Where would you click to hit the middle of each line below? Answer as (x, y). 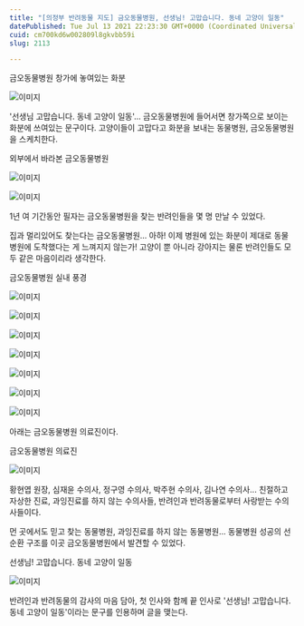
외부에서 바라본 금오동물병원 (59, 159)
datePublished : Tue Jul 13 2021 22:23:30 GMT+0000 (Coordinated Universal (153, 26)
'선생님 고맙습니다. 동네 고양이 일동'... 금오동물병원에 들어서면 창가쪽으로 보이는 (149, 117)
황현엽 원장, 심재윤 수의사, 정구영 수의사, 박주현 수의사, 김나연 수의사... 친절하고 (149, 490)
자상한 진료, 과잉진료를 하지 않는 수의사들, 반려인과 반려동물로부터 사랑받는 (141, 501)
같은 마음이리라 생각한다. (62, 259)
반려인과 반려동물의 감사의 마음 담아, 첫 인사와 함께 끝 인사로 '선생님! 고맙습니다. (150, 601)
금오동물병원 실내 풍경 (48, 278)
